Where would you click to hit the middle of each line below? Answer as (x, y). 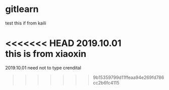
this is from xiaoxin (46, 54)
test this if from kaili (26, 23)
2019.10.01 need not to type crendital (43, 67)
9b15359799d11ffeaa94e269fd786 (129, 77)
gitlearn (22, 9)
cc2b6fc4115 (106, 82)
